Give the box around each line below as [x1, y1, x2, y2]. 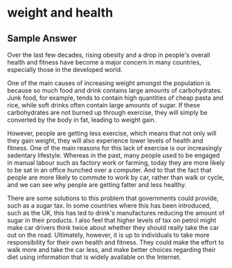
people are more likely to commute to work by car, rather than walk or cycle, [7, 173, 225, 181]
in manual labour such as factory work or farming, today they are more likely [7, 159, 225, 167]
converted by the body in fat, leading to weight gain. [7, 116, 157, 124]
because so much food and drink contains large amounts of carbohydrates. [7, 87, 223, 94]
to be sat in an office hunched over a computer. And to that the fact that [7, 166, 212, 174]
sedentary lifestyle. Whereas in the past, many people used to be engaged [7, 151, 220, 159]
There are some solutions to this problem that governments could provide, [7, 194, 220, 202]
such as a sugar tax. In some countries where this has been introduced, [7, 202, 211, 209]
